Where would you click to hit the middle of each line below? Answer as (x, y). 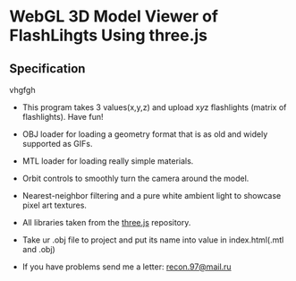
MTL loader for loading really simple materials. (108, 161)
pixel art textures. (55, 205)
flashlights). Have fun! (63, 117)
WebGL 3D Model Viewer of (114, 17)
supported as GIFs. (57, 144)
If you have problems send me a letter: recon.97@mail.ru (127, 267)
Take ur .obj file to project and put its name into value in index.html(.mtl (153, 240)
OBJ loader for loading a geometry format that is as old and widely (145, 134)
